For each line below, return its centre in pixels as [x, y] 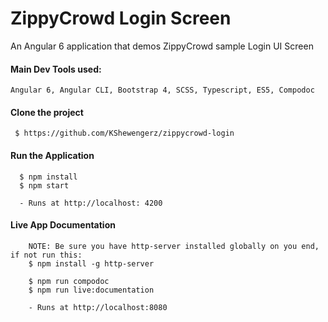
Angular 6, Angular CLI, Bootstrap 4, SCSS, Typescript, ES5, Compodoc [162, 90]
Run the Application [52, 155]
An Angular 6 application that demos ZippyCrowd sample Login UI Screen [162, 46]
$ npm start [44, 185]
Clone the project [47, 112]
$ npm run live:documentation [91, 290]
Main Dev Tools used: [56, 69]
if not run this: [46, 255]
